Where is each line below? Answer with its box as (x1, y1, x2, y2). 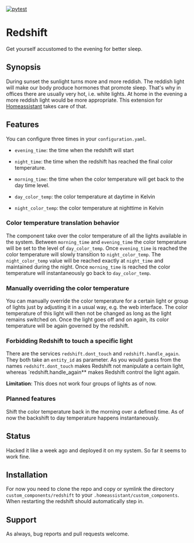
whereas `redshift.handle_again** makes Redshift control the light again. (6, 369, 180, 376)
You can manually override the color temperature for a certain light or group (6, 297, 189, 304)
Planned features (6, 395, 56, 403)
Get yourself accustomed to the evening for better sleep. (6, 45, 143, 52)
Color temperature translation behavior (6, 219, 120, 227)
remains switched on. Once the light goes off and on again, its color (6, 316, 169, 323)
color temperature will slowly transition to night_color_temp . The (6, 250, 161, 257)
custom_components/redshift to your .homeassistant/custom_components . (6, 492, 179, 499)
